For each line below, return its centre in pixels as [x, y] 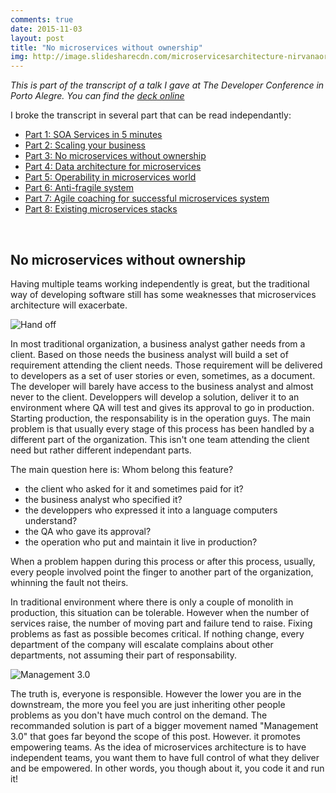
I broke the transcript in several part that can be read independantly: [151, 115]
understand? [51, 520]
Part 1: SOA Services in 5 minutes [93, 135]
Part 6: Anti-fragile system [79, 188]
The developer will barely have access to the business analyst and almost [162, 386]
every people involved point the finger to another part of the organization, [162, 572]
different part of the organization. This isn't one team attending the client [160, 439]
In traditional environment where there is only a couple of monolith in [152, 602]
